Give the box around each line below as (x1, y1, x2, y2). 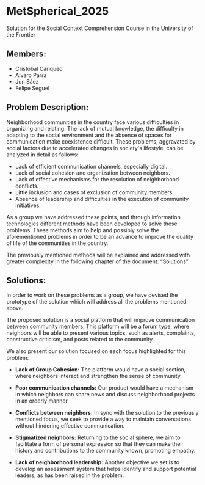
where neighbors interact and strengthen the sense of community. (15, 373, 182, 380)
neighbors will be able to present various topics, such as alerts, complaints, (6, 329, 196, 337)
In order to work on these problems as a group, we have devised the (6, 291, 178, 299)
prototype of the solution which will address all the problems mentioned (6, 298, 187, 305)
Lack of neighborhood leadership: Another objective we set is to (15, 459, 180, 466)
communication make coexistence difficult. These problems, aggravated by (6, 137, 196, 145)
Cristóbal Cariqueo (15, 65, 63, 72)
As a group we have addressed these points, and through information (6, 213, 181, 221)
